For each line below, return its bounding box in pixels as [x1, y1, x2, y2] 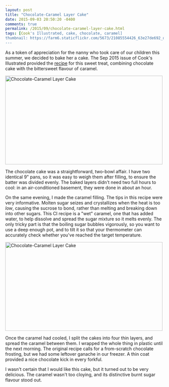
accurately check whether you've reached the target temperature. [5, 232, 142, 238]
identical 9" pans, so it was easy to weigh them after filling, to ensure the [5, 174, 156, 180]
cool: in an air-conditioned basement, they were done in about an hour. [5, 184, 152, 190]
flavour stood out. [5, 377, 42, 383]
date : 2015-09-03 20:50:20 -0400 [5, 17, 75, 22]
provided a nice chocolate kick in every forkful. [5, 356, 103, 362]
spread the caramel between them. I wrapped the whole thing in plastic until [5, 340, 163, 346]
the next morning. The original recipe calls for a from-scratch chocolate [5, 346, 154, 352]
